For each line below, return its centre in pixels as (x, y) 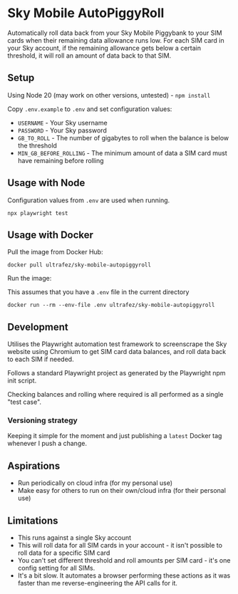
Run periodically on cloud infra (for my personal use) (95, 483)
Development (38, 327)
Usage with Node (46, 183)
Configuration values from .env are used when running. (89, 200)
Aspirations (34, 465)
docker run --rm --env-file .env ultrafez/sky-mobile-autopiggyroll (111, 305)
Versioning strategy (43, 420)
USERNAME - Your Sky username (63, 123)
